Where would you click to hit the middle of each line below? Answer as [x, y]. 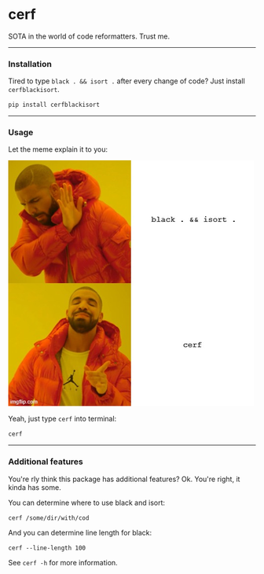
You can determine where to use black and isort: [87, 502]
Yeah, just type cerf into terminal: [62, 419]
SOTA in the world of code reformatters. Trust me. [89, 36]
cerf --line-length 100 [47, 548]
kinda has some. [35, 487]
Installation [30, 64]
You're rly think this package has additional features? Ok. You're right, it [124, 479]
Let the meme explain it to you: [58, 149]
